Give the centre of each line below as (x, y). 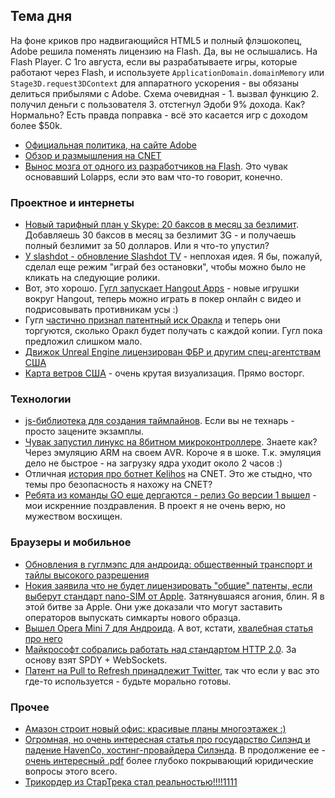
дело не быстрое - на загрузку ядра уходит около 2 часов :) (153, 463)
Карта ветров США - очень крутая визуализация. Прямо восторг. (164, 373)
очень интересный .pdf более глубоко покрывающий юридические (169, 760)
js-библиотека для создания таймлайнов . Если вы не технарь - (159, 421)
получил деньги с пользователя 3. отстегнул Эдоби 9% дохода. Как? (158, 104)
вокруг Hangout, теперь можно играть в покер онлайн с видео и (163, 299)
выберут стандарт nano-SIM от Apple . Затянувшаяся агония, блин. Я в (174, 596)
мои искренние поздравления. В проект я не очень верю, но (155, 506)
